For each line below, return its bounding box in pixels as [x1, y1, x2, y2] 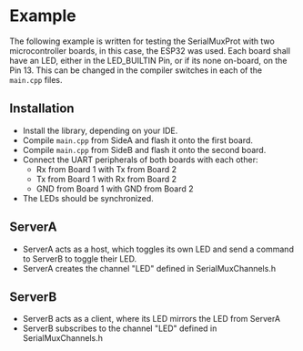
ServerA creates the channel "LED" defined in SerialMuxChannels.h [22, 263, 276, 274]
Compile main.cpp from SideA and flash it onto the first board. [22, 134, 253, 146]
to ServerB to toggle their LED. [22, 253, 137, 264]
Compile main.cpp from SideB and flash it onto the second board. [22, 144, 267, 155]
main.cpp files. [9, 74, 63, 85]
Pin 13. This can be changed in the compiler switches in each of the [9, 65, 263, 76]
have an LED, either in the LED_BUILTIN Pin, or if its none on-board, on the [9, 55, 288, 66]
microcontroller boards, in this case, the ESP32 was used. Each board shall [9, 45, 291, 56]
